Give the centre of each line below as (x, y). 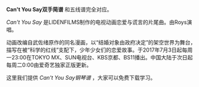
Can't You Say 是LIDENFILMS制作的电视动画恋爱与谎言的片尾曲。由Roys (96, 22)
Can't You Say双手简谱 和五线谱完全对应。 (59, 9)
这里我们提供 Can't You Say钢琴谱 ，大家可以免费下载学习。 (81, 78)
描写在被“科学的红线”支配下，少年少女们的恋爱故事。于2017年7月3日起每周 (99, 50)
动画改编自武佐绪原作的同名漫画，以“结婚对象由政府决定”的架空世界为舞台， (101, 42)
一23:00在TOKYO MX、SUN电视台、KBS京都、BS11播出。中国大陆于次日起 (99, 57)
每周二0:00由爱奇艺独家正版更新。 (49, 65)
